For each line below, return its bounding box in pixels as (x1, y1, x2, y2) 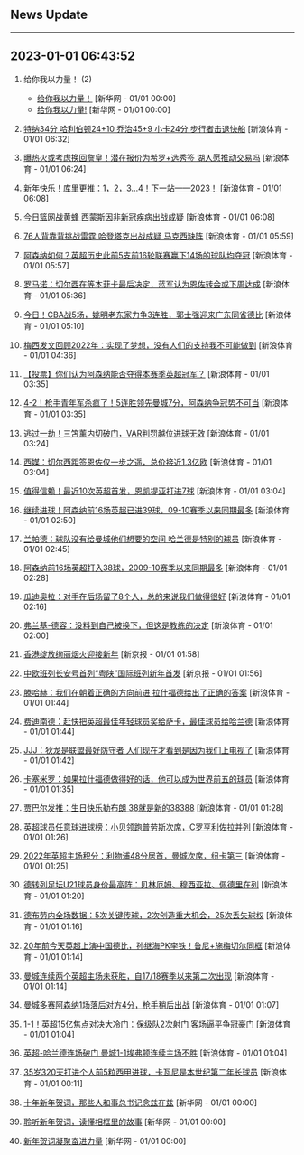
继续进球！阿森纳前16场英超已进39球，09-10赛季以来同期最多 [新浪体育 (23, 504, 290, 515)
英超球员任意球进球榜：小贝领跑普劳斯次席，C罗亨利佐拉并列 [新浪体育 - (23, 822, 294, 832)
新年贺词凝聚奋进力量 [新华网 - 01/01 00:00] (23, 1135, 187, 1146)
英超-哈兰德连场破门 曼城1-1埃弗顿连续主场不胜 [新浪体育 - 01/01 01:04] (23, 1047, 288, 1058)
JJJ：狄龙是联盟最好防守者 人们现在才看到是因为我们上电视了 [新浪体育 (23, 745, 290, 756)
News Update (10, 7, 88, 23)
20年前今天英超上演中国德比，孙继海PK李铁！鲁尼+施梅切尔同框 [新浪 (23, 940, 283, 951)
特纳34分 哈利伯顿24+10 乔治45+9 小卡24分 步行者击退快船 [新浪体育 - (23, 123, 289, 134)
